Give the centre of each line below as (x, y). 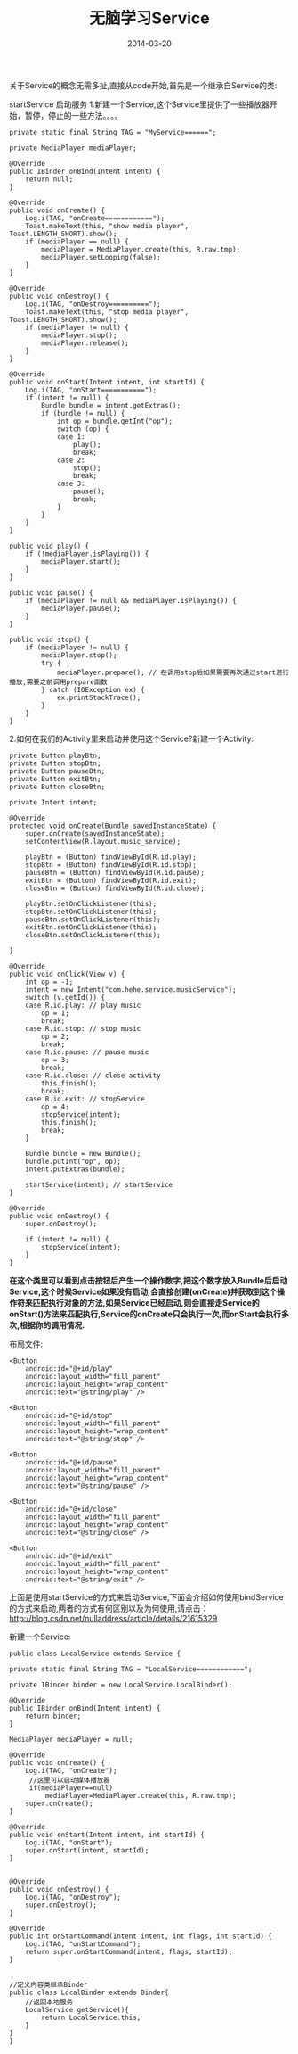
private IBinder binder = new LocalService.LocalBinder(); (121, 1685)
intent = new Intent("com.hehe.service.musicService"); (131, 990)
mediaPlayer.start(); (81, 561)
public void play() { (49, 546)
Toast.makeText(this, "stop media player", (107, 312)
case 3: (71, 483)
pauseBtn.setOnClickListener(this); (93, 920)
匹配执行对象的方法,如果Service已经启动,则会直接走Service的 (146, 1302)
